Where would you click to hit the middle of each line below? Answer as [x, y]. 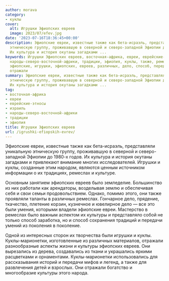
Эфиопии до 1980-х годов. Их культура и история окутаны [90, 157]
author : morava [21, 10]
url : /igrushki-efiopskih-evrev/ [40, 132]
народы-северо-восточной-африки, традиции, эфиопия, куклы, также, [82, 62]
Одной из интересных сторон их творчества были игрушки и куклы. [78, 236]
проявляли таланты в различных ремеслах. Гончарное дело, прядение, [82, 199]
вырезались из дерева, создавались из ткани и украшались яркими [79, 251]
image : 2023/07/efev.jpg [36, 33]
